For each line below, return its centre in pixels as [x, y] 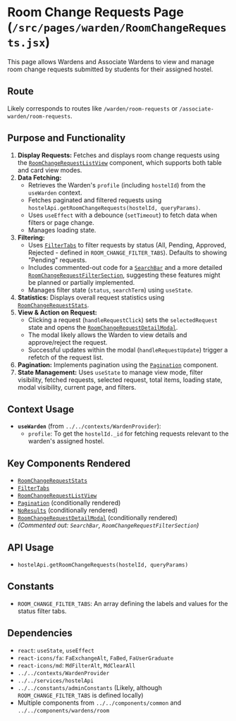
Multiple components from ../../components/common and [99, 703]
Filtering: [31, 238]
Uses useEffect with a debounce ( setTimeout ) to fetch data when [123, 215]
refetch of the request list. [66, 357]
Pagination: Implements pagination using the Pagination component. [118, 364]
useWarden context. [55, 192]
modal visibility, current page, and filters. [77, 387]
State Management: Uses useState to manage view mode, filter [110, 372]
